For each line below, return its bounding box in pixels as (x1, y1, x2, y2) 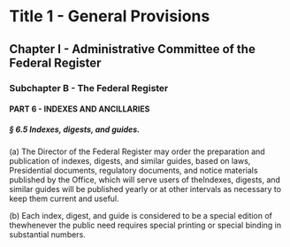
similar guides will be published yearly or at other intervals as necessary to (9, 184, 281, 195)
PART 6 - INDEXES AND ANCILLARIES (9, 104, 150, 114)
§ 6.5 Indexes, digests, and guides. (9, 124, 141, 135)
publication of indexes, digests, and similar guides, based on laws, (9, 156, 251, 166)
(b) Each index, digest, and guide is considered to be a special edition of (9, 211, 272, 221)
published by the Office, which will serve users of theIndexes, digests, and (9, 174, 281, 185)
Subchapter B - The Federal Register (9, 81, 169, 94)
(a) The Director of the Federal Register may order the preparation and (9, 146, 265, 157)
